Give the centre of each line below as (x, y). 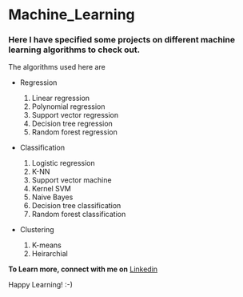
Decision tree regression (72, 124)
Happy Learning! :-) (41, 285)
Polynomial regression (68, 106)
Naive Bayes (52, 197)
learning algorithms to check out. (74, 50)
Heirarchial (50, 254)
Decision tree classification (76, 206)
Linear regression (61, 98)
